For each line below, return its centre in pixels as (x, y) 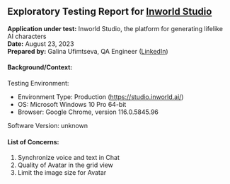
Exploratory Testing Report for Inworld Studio (110, 12)
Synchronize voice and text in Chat (69, 158)
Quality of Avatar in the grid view (65, 165)
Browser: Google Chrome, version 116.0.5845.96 (88, 112)
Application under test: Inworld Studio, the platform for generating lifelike (115, 28)
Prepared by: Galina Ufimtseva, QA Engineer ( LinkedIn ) (88, 51)
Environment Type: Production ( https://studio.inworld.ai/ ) (100, 97)
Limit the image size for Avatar (62, 173)
